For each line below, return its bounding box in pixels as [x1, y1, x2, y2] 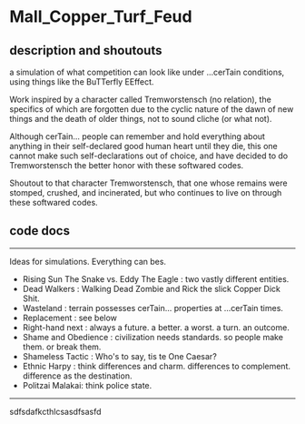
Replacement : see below [22, 312, 118, 323]
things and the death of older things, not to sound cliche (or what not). [9, 114, 272, 124]
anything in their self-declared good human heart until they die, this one [9, 141, 279, 151]
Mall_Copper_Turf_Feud [9, 6, 192, 27]
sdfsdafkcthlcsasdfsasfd [9, 406, 102, 417]
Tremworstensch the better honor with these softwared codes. [9, 160, 244, 170]
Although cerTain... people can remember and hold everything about [9, 131, 266, 142]
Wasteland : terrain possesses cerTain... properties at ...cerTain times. [22, 302, 284, 313]
